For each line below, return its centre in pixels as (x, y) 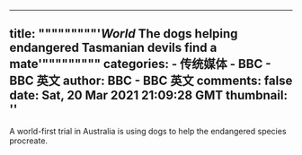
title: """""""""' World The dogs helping (124, 34)
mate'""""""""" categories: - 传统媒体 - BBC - (140, 64)
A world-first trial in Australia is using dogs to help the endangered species (148, 131)
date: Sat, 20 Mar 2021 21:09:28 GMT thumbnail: (148, 95)
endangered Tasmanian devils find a (113, 48)
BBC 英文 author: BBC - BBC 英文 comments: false (151, 81)
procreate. (28, 141)
